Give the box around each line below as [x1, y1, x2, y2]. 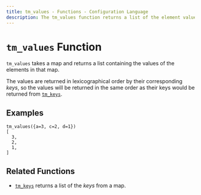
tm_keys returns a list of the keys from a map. [14, 182, 126, 189]
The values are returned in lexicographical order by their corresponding [6, 78, 182, 85]
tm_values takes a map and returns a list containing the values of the [6, 60, 175, 67]
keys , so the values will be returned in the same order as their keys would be [6, 84, 195, 92]
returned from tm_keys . [6, 90, 63, 97]
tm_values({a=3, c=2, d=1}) [6, 124, 77, 130]
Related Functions [6, 166, 75, 176]
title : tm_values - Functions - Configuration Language [6, 8, 148, 15]
